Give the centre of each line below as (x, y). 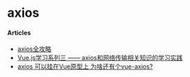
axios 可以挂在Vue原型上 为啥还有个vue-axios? (85, 66)
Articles (19, 32)
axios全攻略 (34, 49)
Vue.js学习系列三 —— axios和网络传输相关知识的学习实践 (100, 58)
